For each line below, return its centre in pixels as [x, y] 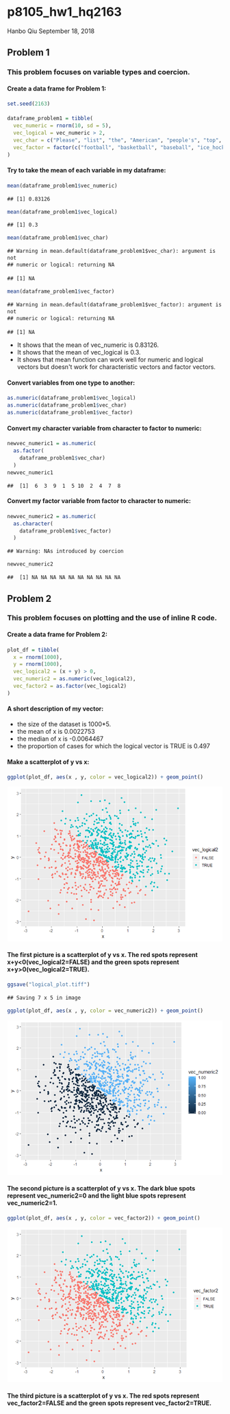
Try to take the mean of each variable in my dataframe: [87, 170]
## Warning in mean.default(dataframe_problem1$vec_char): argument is [111, 251]
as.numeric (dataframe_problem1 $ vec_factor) [70, 413]
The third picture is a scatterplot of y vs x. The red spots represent [103, 1395]
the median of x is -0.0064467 [60, 739]
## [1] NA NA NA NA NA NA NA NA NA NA [64, 578]
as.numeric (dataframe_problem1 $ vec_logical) [72, 398]
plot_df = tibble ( [33, 650]
